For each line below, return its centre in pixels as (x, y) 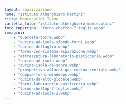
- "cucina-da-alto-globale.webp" (48, 79)
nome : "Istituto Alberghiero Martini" (45, 14)
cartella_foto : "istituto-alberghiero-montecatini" (59, 24)
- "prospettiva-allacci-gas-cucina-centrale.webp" (67, 70)
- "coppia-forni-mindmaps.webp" (47, 75)
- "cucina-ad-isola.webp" (41, 61)
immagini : (15, 33)
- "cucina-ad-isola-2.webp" (43, 93)
